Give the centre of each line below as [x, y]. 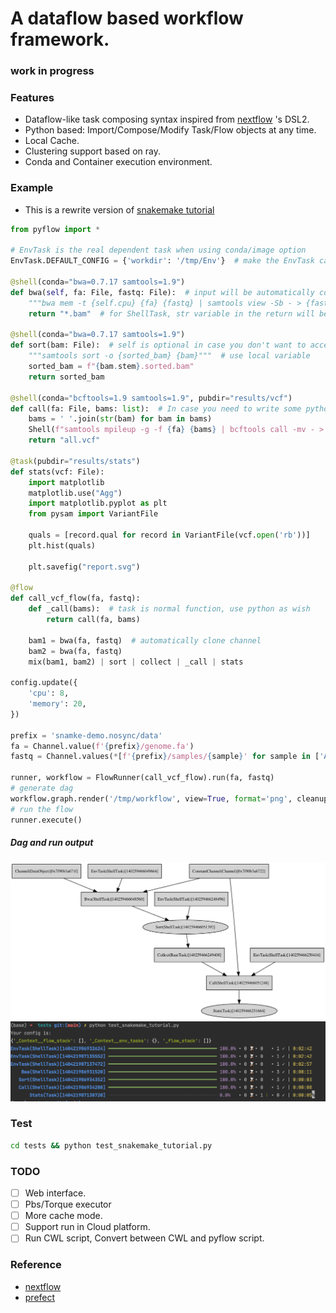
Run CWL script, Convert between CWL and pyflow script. [144, 1238]
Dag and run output [52, 843]
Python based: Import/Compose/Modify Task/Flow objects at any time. [170, 130]
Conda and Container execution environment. [118, 162]
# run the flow [42, 809]
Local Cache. [52, 141]
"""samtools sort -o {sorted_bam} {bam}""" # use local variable [169, 356]
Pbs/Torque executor [68, 1204]
